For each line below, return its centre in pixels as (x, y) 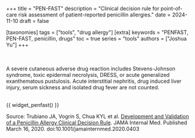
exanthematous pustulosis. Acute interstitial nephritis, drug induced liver (94, 81)
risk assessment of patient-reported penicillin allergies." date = (95, 15)
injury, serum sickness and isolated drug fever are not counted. (83, 87)
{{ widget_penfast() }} (33, 105)
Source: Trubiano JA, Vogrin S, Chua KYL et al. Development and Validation (98, 116)
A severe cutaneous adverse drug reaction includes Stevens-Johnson (91, 69)
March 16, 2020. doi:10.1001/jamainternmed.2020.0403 (73, 129)
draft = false (34, 21)
